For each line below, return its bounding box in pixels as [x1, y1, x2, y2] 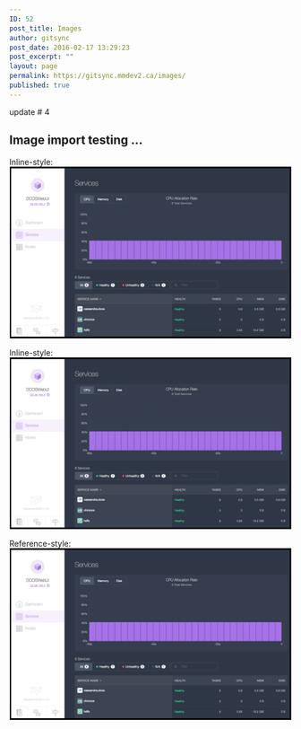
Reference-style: [9, 538, 72, 549]
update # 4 [9, 106, 50, 117]
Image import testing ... [9, 133, 143, 148]
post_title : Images [9, 23, 82, 33]
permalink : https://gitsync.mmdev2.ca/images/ [9, 72, 186, 81]
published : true [9, 81, 70, 90]
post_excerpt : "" [9, 52, 74, 62]
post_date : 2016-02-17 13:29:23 [9, 43, 130, 52]
